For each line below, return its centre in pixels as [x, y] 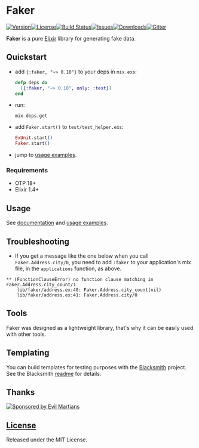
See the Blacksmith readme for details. [54, 373]
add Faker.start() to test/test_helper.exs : [69, 127]
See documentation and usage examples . [57, 223]
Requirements [27, 171]
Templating [28, 353]
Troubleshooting [38, 241]
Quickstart [27, 57]
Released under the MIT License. [47, 440]
